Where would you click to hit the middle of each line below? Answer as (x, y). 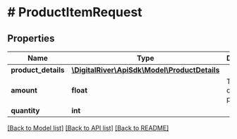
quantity (25, 110)
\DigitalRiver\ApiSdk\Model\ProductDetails (146, 70)
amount (24, 90)
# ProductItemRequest (75, 12)
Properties (31, 38)
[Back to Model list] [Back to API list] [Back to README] (88, 128)
